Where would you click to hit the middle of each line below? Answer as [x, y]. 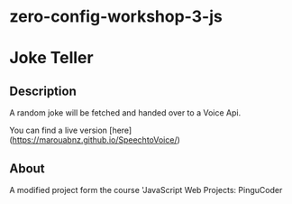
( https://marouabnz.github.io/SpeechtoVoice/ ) [95, 140]
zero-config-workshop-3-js [116, 17]
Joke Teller [51, 58]
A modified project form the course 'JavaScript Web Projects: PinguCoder [146, 190]
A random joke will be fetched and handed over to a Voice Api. [125, 113]
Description [43, 91]
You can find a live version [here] [71, 130]
